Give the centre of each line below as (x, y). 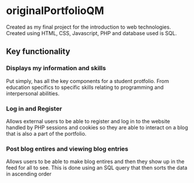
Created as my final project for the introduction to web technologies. (89, 27)
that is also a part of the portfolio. (46, 133)
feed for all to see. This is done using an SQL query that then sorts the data (97, 168)
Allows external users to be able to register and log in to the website (88, 121)
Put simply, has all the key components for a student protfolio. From (88, 81)
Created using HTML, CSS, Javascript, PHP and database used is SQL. (91, 33)
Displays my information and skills (56, 68)
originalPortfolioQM (55, 11)
